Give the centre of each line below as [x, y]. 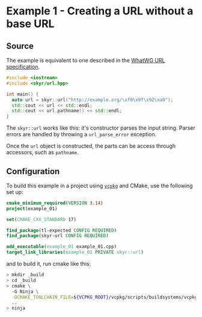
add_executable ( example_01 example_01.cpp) [62, 247]
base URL [30, 24]
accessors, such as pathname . [43, 152]
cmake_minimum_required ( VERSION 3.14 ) [55, 203]
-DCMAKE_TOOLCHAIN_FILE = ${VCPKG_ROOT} [60, 297]
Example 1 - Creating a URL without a [100, 11]
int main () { [23, 94]
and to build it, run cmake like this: [49, 264]
